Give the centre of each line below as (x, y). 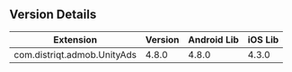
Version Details (53, 15)
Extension (75, 39)
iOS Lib (263, 39)
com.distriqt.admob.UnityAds (75, 54)
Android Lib (214, 39)
